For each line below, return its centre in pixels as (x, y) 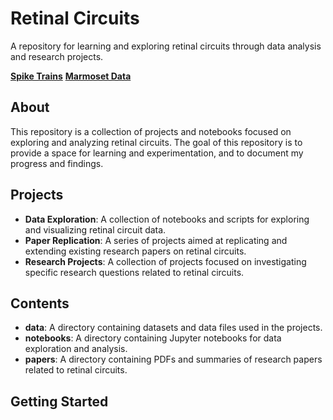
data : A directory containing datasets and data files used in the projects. (173, 328)
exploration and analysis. (76, 349)
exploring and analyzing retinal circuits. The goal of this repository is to (156, 142)
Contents (40, 303)
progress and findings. (57, 163)
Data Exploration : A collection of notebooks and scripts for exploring (167, 219)
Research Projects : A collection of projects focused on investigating (165, 261)
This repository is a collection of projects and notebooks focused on (151, 131)
